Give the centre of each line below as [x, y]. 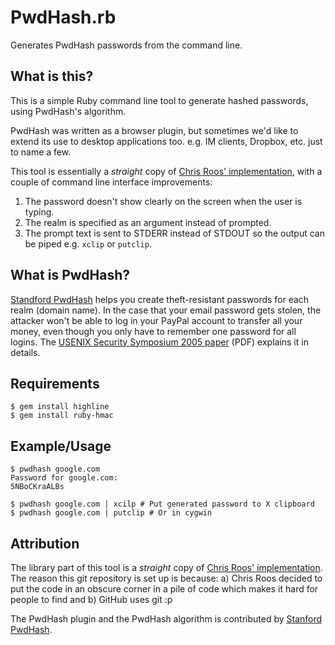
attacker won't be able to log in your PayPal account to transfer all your [156, 320]
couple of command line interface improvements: [111, 182]
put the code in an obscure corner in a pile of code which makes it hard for [164, 589]
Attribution [45, 543]
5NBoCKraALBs [37, 487]
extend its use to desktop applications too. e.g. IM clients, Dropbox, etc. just [166, 141]
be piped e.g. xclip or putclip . [88, 243]
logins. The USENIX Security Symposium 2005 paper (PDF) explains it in [159, 342]
